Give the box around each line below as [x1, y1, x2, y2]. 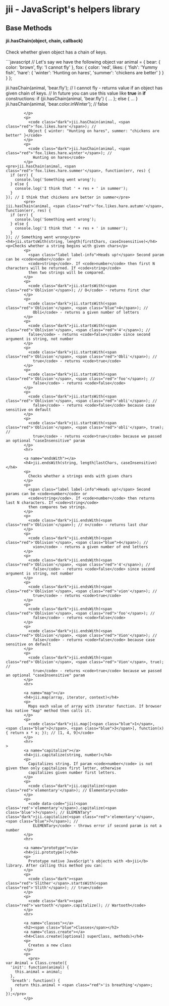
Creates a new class [28, 942, 72, 948]
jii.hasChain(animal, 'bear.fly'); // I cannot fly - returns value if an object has [6, 84, 163, 91]
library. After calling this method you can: [6, 863, 103, 868]
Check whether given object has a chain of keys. [6, 49, 107, 55]
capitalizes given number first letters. [28, 770, 117, 775]
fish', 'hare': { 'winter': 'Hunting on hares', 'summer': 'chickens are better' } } [6, 69, 164, 75]
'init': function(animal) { [10, 965, 70, 970]
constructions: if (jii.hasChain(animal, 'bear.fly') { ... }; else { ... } [6, 95, 138, 102]
